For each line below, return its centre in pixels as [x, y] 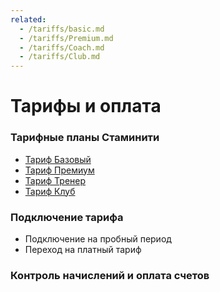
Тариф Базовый [58, 159]
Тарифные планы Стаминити [85, 138]
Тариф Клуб [50, 191]
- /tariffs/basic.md [62, 29]
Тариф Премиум [59, 170]
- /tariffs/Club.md [60, 57]
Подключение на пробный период [98, 238]
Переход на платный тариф [83, 249]
